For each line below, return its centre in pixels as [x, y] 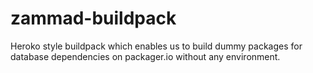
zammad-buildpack [93, 18]
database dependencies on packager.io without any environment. [145, 56]
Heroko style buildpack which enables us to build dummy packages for [156, 46]
